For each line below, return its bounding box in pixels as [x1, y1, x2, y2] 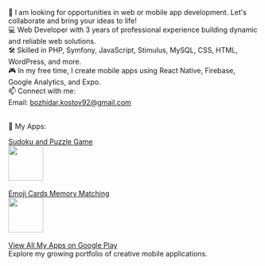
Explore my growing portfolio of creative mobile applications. [8, 249, 208, 258]
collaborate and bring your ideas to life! [8, 16, 137, 25]
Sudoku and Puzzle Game [8, 137, 93, 147]
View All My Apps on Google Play [8, 241, 118, 250]
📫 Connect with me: [8, 86, 76, 96]
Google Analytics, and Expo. [8, 77, 101, 87]
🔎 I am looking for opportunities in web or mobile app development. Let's [8, 8, 247, 17]
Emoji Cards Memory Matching [8, 189, 110, 198]
